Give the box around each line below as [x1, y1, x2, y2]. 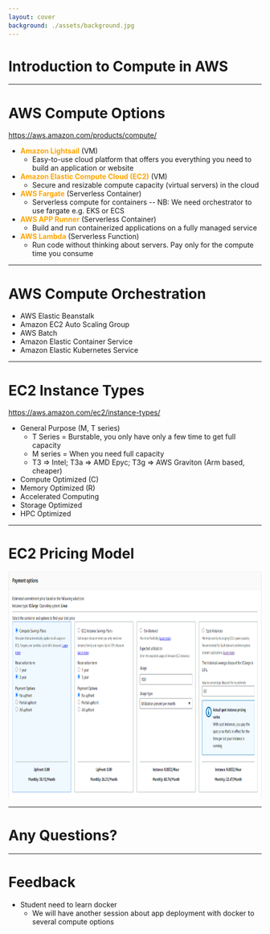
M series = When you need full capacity [31, 449, 165, 459]
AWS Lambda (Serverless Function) [19, 232, 140, 242]
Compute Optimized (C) [19, 475, 99, 485]
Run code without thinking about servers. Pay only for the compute [31, 240, 255, 250]
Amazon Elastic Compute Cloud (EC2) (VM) [19, 172, 168, 181]
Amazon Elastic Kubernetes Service [19, 345, 139, 355]
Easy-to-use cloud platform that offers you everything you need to [31, 155, 252, 164]
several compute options [31, 917, 115, 927]
